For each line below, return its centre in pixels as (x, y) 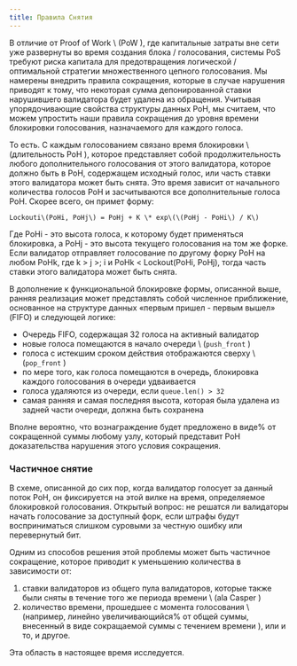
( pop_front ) (44, 362)
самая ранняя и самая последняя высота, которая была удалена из (151, 400)
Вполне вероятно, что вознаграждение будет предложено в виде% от (143, 427)
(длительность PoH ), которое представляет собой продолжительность (145, 154)
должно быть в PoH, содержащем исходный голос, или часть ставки (140, 173)
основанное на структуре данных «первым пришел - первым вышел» (142, 308)
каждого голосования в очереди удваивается (109, 381)
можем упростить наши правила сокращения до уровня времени (134, 118)
